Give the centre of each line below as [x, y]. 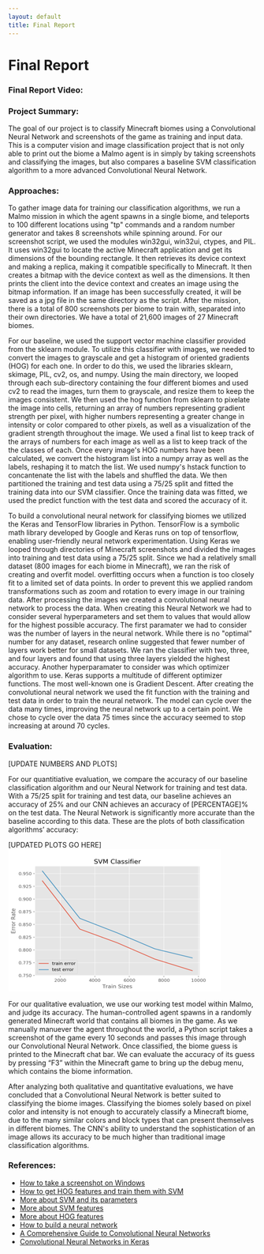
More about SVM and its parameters [78, 1199]
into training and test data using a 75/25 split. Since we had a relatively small [132, 558]
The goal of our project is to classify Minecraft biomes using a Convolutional [132, 128]
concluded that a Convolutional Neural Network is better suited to [115, 1094]
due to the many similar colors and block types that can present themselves [131, 1120]
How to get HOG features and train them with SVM [101, 1191]
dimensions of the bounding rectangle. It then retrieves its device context [127, 259]
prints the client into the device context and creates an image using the [123, 284]
